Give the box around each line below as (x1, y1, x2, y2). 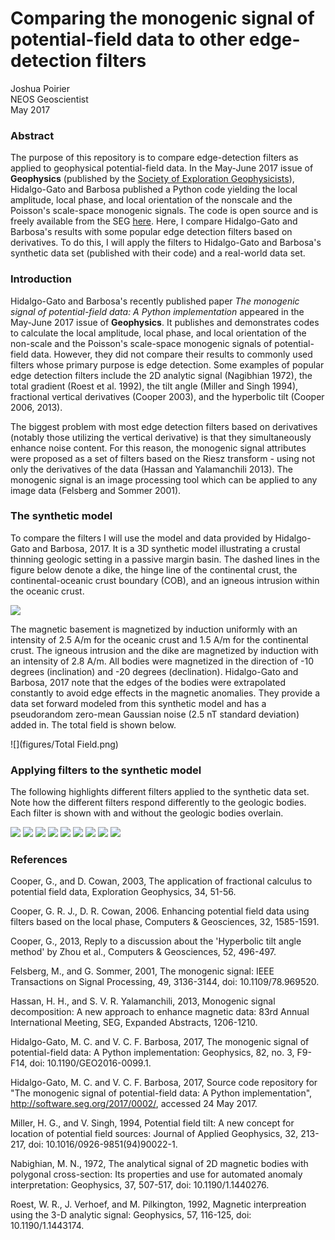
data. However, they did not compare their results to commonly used (30, 348, 313, 360)
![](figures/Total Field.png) (10, 738, 119, 750)
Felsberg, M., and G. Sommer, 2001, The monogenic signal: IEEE (10, 965, 275, 977)
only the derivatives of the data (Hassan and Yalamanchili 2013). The (10, 463, 294, 475)
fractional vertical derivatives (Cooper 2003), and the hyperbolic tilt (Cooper (10, 390, 325, 402)
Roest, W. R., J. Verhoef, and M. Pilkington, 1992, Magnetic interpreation (10, 1198, 307, 1211)
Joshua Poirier (10, 82, 71, 94)
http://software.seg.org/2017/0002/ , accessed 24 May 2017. (10, 1098, 258, 1110)
